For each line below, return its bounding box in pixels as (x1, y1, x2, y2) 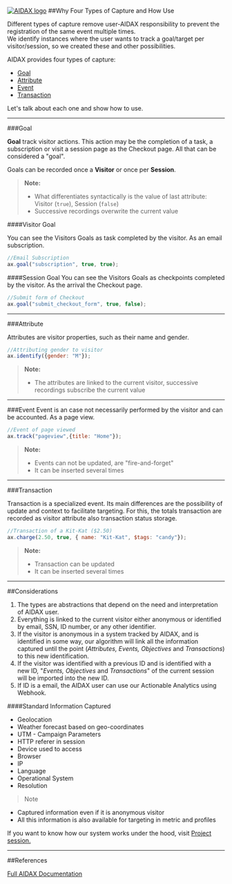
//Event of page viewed (7, 426, 76, 433)
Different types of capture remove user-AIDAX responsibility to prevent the (7, 20, 220, 28)
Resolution (17, 781, 48, 789)
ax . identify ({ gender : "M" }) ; (7, 352, 91, 359)
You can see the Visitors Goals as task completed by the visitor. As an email (7, 234, 222, 242)
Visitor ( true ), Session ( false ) (34, 200, 119, 207)
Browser (17, 752, 41, 760)
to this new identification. (17, 652, 90, 660)
